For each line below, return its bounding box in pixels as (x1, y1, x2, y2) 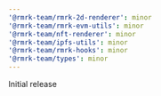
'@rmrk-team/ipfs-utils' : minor (8, 37, 128, 47)
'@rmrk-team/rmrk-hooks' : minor (8, 46, 128, 55)
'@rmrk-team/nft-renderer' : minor (8, 29, 137, 38)
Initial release (8, 79, 57, 89)
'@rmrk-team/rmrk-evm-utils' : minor (8, 21, 144, 30)
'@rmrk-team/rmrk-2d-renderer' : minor (8, 12, 152, 22)
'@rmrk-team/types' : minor (8, 54, 109, 63)
